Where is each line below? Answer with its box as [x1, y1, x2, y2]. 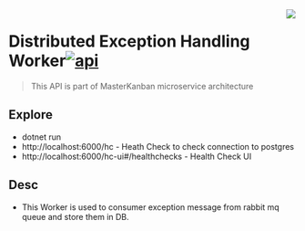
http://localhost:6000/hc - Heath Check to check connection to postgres [21, 141, 295, 152]
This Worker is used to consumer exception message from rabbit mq [21, 201, 280, 213]
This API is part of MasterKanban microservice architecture [30, 80, 254, 91]
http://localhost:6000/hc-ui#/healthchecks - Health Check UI [21, 151, 252, 162]
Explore [8, 107, 54, 122]
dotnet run [21, 131, 62, 142]
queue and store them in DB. [21, 211, 129, 222]
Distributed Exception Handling [8, 31, 251, 52]
